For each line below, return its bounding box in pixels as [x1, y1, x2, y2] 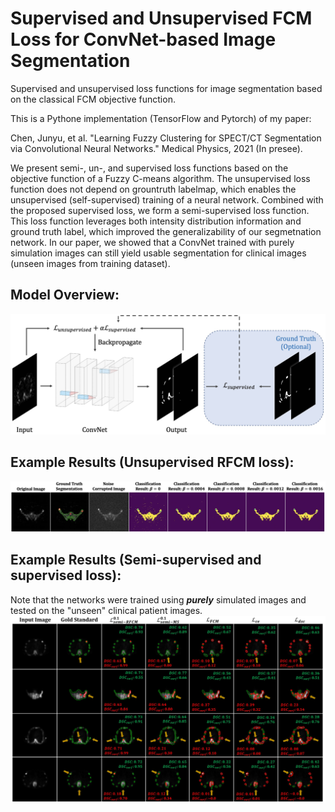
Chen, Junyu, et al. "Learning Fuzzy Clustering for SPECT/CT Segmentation [10, 132, 322, 144]
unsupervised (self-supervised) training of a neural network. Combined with [10, 193, 324, 206]
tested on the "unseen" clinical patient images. [10, 604, 203, 616]
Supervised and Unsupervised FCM [10, 7, 313, 30]
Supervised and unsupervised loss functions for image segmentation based [10, 82, 323, 94]
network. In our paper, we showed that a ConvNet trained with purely [10, 236, 295, 248]
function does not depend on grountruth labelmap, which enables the [10, 183, 297, 195]
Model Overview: [10, 287, 120, 304]
